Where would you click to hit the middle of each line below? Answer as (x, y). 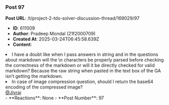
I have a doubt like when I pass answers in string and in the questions (85, 54)
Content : (22, 45)
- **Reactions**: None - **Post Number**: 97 (55, 98)
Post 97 (15, 7)
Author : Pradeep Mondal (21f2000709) (54, 34)
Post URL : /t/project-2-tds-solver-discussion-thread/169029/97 (72, 18)
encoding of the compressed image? (44, 87)
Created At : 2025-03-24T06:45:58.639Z (56, 39)
